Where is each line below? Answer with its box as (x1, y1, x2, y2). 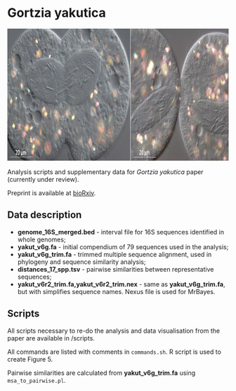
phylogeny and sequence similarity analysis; (17, 258, 146, 266)
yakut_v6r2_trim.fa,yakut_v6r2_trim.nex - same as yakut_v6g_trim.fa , (17, 279, 225, 289)
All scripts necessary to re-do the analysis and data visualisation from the (7, 326, 220, 335)
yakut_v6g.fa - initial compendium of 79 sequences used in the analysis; (17, 242, 229, 251)
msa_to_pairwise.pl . (7, 376, 66, 384)
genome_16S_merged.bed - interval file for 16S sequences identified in (17, 227, 225, 236)
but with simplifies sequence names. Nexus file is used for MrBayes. (17, 287, 216, 296)
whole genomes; (17, 235, 66, 244)
